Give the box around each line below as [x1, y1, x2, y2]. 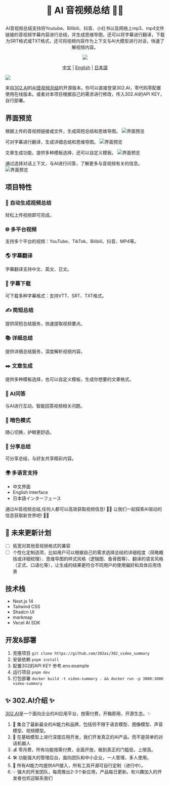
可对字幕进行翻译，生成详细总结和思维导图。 [5, 139, 99, 145]
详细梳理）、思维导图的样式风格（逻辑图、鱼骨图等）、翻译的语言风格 [21, 556, 163, 562]
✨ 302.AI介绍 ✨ [5, 696, 55, 704]
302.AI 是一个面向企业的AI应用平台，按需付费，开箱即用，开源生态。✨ [5, 711, 151, 717]
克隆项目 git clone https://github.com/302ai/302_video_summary [12, 650, 150, 656]
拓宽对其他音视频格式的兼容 [12, 543, 71, 549]
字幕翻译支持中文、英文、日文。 [5, 266, 72, 272]
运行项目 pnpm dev [12, 669, 51, 675]
